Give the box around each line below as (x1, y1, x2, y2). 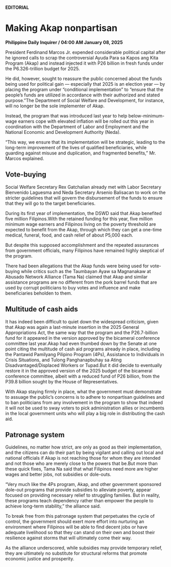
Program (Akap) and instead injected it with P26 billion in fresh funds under (5, 60, 164, 66)
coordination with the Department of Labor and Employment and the (5, 123, 149, 130)
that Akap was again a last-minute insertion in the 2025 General (5, 324, 139, 330)
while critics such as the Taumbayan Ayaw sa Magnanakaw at (20, 268, 151, 274)
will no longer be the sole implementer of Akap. (5, 103, 105, 109)
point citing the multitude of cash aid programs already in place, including (5, 346, 160, 352)
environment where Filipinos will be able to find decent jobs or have (5, 524, 148, 530)
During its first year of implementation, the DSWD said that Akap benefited (5, 210, 162, 216)
